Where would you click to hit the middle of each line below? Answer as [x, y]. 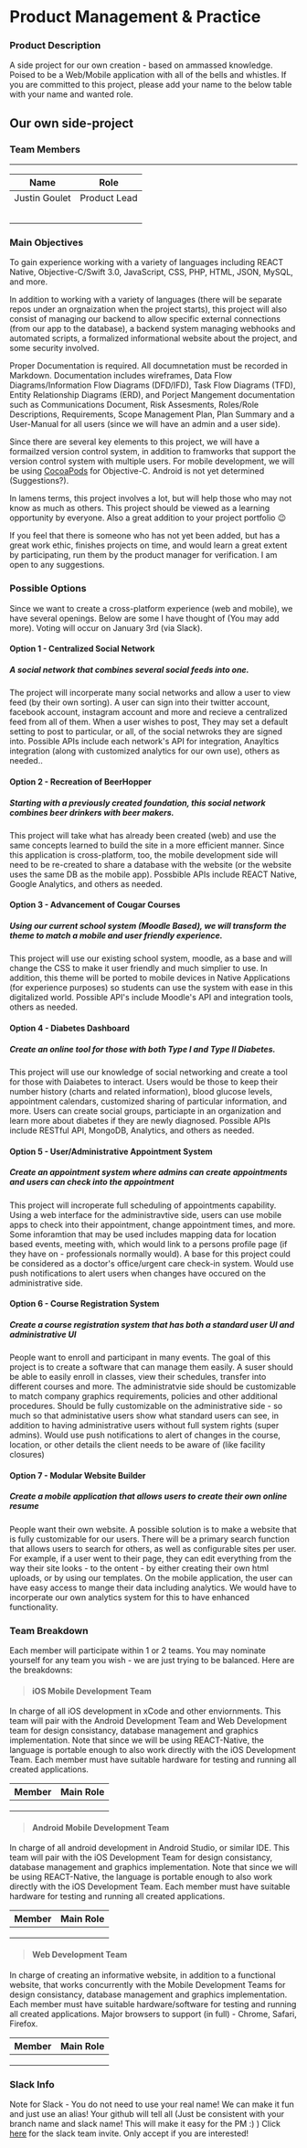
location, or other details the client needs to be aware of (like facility [138, 1445]
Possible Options [48, 589]
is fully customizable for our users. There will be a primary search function [149, 1539]
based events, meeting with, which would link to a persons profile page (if [148, 1244]
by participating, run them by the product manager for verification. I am [143, 555]
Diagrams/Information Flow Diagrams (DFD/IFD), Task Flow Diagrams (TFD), [153, 385]
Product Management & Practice [135, 17]
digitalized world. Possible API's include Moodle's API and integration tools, [152, 998]
